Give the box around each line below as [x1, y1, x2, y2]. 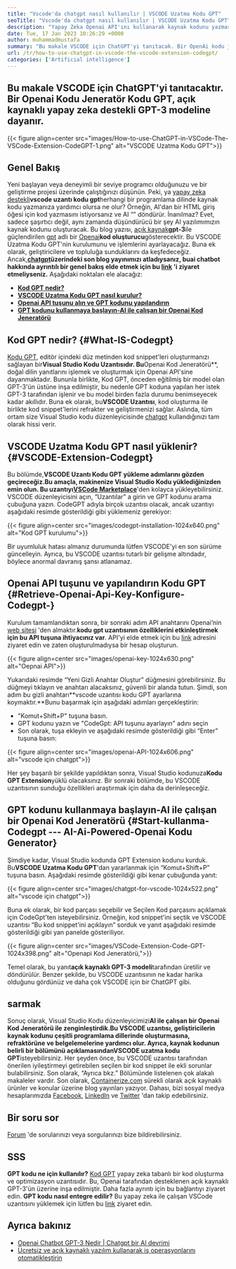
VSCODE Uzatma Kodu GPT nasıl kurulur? [17, 291, 143, 300]
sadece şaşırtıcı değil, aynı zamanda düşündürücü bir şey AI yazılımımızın [7, 217, 220, 226]
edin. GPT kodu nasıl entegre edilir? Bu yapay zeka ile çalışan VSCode [7, 1192, 213, 1201]
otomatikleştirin [17, 1254, 63, 1262]
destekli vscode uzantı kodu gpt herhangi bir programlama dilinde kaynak [7, 195, 219, 204]
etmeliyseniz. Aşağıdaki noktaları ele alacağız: [7, 270, 143, 279]
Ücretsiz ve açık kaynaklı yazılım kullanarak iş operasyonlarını [17, 1246, 196, 1254]
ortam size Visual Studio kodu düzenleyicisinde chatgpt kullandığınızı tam [7, 412, 220, 421]
